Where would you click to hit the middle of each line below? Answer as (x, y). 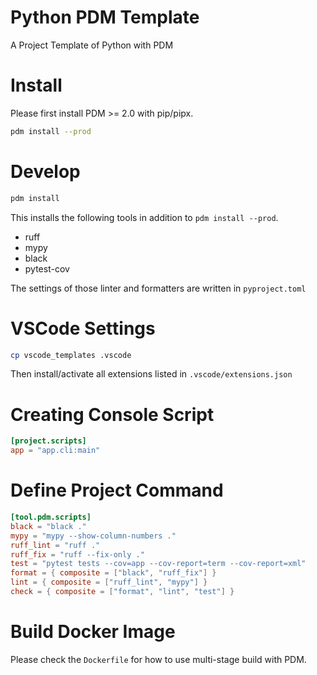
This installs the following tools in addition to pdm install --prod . (144, 217)
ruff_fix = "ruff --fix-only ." (77, 554)
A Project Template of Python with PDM (92, 45)
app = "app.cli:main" (55, 451)
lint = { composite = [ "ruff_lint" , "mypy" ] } (109, 582)
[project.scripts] (48, 441)
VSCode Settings (83, 328)
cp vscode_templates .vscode (71, 355)
